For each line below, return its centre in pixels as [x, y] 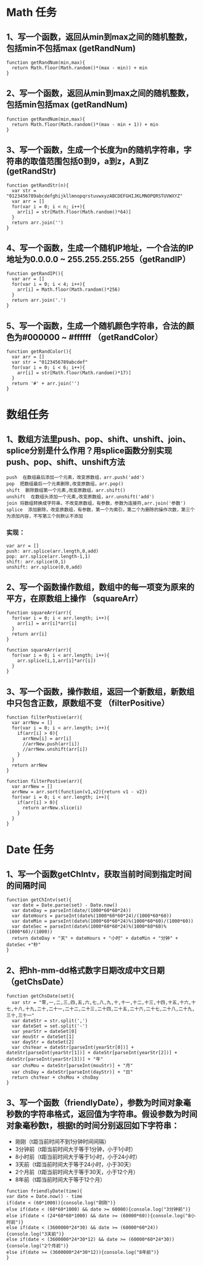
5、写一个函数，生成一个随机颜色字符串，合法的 [96, 326]
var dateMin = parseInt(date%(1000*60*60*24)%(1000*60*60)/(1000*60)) [103, 921]
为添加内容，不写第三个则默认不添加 [45, 516]
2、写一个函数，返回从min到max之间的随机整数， [100, 93]
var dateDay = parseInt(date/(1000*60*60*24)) [72, 911]
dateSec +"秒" [24, 945]
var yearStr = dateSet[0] [45, 1031]
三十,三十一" [20, 1015]
